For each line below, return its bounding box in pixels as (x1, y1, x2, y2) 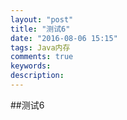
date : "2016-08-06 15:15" (10, 33, 118, 43)
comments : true (10, 52, 74, 62)
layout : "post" (10, 14, 74, 25)
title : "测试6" (10, 24, 71, 34)
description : (10, 71, 65, 81)
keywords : (10, 61, 52, 71)
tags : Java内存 (10, 42, 71, 53)
